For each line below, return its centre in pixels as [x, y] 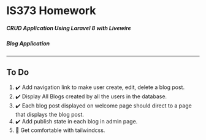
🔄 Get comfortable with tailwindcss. [60, 130]
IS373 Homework [51, 11]
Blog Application [28, 44]
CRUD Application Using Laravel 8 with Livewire [69, 28]
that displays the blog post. [50, 115]
